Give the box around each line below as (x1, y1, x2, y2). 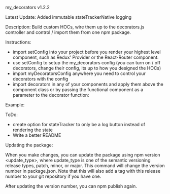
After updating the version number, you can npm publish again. (5, 183, 137, 189)
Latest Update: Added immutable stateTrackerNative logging (5, 14, 132, 20)
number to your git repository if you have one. (5, 173, 101, 179)
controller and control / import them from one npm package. (5, 29, 131, 35)
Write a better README (12, 132, 61, 138)
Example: (5, 102, 25, 108)
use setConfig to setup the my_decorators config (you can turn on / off (12, 60, 161, 65)
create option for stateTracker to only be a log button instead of (12, 122, 146, 127)
